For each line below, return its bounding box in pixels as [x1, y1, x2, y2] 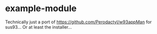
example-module [5, 3, 77, 14]
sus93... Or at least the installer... [5, 24, 72, 30]
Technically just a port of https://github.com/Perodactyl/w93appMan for [5, 19, 152, 25]
